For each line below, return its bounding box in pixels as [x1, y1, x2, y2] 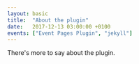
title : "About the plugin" [7, 17, 89, 24]
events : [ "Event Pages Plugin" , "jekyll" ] [7, 29, 133, 37]
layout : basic [7, 10, 49, 17]
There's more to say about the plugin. [7, 49, 115, 57]
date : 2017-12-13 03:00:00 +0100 [7, 23, 111, 30]
